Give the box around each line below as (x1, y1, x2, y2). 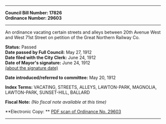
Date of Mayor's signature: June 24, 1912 (5, 60, 90, 66)
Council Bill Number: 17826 (5, 10, 62, 15)
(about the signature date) (5, 65, 58, 71)
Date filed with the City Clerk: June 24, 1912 (5, 55, 96, 60)
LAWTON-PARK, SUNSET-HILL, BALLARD (5, 89, 90, 95)
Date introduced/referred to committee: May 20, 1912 (5, 75, 116, 81)
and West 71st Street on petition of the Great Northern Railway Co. (5, 35, 140, 40)
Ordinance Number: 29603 (5, 15, 62, 21)
